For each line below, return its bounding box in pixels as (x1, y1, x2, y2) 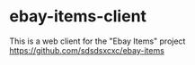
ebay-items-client (9, 6, 146, 27)
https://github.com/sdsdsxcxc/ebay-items (9, 45, 164, 55)
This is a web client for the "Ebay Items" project (9, 36, 186, 46)
